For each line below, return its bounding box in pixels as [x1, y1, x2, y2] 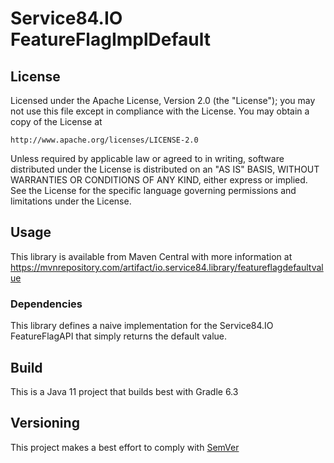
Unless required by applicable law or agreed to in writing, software [10, 153, 285, 164]
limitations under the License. [10, 195, 132, 207]
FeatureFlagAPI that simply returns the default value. [10, 330, 228, 342]
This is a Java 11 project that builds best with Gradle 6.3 [10, 385, 239, 397]
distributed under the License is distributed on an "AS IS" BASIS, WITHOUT [10, 163, 320, 175]
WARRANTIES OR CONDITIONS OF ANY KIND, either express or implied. [10, 174, 308, 186]
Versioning [10, 415, 80, 432]
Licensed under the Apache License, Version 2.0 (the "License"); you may [10, 95, 316, 106]
